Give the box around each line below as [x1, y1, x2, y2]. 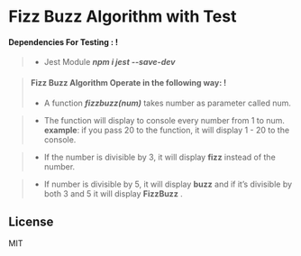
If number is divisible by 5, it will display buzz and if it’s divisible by [43, 178, 293, 189]
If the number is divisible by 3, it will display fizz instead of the [43, 151, 276, 162]
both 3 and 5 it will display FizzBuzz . [43, 187, 184, 199]
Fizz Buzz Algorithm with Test [8, 6, 237, 27]
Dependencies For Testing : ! [8, 36, 119, 47]
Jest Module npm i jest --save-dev [43, 57, 176, 68]
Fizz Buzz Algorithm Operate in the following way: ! [30, 77, 227, 87]
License [8, 214, 54, 229]
